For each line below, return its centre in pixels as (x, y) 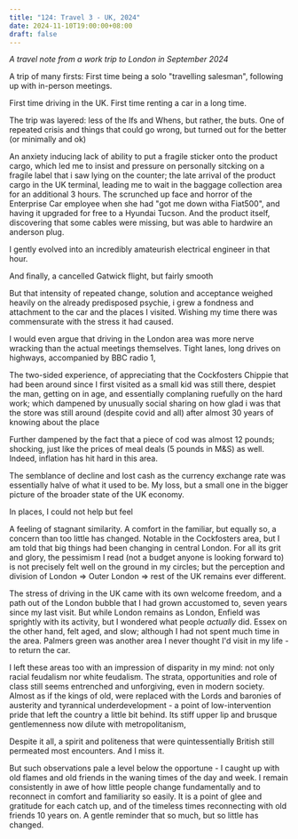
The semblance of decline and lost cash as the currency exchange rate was (148, 476)
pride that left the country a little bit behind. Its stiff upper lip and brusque (143, 715)
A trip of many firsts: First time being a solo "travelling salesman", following (146, 77)
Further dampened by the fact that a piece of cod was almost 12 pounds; (142, 440)
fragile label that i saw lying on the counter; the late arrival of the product (143, 175)
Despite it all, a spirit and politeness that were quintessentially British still (142, 742)
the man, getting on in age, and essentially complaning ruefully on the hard (146, 394)
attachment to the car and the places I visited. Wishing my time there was (143, 312)
